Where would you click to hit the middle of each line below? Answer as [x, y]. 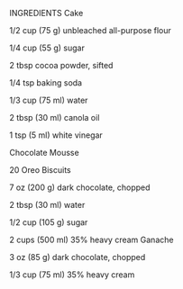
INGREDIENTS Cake [46, 13]
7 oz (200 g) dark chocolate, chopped [80, 187]
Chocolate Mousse [44, 153]
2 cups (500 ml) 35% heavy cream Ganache [91, 239]
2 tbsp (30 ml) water [47, 205]
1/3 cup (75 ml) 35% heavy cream [72, 275]
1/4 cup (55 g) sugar [47, 48]
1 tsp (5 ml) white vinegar [56, 135]
